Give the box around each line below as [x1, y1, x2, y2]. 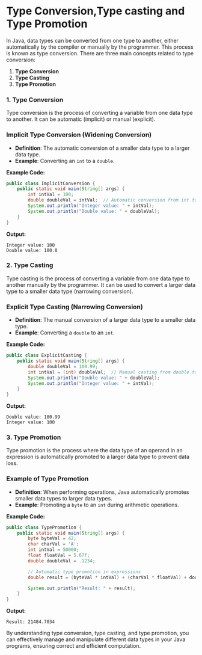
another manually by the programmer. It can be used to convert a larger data [6, 281, 196, 288]
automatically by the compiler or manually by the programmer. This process [6, 43, 194, 51]
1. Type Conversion [6, 95, 64, 103]
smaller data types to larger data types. [14, 494, 112, 502]
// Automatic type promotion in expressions [28, 568, 141, 575]
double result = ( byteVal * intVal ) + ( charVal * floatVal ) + [28, 574, 187, 580]
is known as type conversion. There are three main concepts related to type [6, 49, 194, 57]
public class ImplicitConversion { [6, 180, 96, 186]
